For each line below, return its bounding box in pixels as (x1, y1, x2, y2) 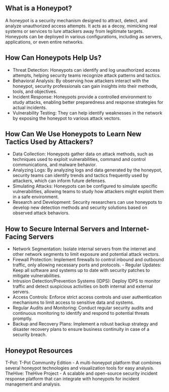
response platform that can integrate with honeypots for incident (5, 376, 140, 382)
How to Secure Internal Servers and (5, 225, 120, 233)
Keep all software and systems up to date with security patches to (12, 267, 150, 273)
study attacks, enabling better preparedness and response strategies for (12, 99, 163, 105)
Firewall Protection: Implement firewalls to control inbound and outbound (12, 257, 164, 263)
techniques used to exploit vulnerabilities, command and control (12, 156, 146, 162)
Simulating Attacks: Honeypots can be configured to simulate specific (12, 183, 158, 189)
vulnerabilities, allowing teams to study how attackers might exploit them (12, 189, 164, 195)
